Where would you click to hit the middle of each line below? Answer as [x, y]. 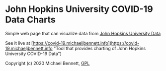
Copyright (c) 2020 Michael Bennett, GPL [47, 63]
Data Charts [30, 20]
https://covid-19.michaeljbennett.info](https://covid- [86, 43]
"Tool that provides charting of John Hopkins [100, 48]
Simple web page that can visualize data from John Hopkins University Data [83, 33]
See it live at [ [19, 43]
